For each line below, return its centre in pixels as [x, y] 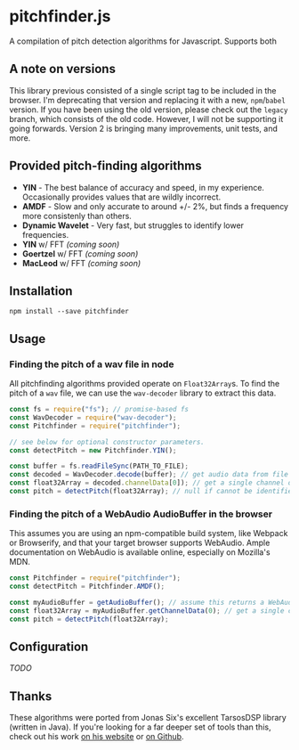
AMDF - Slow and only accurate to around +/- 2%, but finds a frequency [155, 206]
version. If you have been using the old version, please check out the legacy [149, 110]
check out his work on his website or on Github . [97, 737]
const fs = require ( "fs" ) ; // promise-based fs [99, 410]
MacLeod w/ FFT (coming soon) [81, 263]
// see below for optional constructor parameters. [107, 442]
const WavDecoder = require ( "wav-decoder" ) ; [93, 417]
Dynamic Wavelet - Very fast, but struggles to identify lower [133, 225]
